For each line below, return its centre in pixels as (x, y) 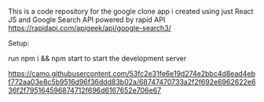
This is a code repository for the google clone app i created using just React (131, 11)
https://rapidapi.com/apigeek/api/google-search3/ (90, 28)
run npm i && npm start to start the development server (97, 58)
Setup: (19, 43)
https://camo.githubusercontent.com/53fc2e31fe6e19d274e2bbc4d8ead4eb (132, 73)
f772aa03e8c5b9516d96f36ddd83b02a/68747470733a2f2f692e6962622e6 (132, 82)
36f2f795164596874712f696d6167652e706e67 (85, 90)
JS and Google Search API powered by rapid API (87, 20)
